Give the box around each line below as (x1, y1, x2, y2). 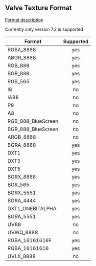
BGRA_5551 (7, 213, 36, 220)
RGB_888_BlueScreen (7, 117, 59, 124)
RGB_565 (7, 78, 30, 85)
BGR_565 (7, 181, 30, 188)
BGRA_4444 (7, 197, 36, 204)
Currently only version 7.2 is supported (5, 26, 83, 32)
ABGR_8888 (7, 54, 36, 61)
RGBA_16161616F (7, 237, 52, 244)
